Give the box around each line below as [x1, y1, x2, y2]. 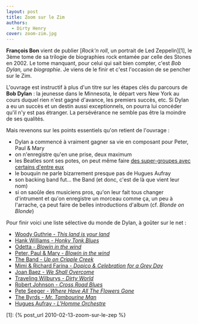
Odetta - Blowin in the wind [14, 243, 82, 250]
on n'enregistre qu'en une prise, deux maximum [14, 151, 132, 158]
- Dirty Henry [11, 25, 46, 31]
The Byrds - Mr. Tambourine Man [14, 294, 97, 301]
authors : [6, 20, 28, 26]
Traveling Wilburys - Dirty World [14, 275, 94, 282]
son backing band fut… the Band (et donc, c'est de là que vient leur [14, 176, 180, 183]
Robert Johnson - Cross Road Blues [14, 281, 103, 288]
